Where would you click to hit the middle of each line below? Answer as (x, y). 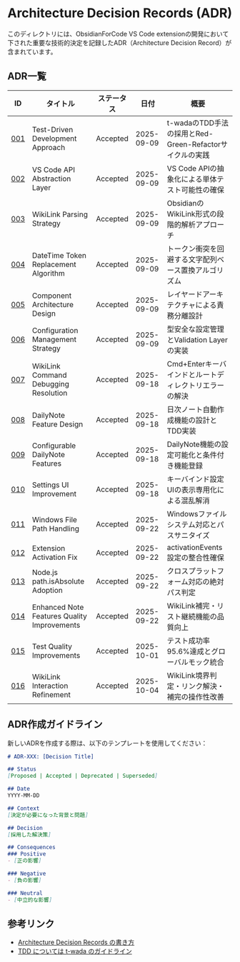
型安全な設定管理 (196, 329)
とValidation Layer (197, 339)
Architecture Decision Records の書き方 (76, 942)
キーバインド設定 (196, 479)
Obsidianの (185, 203)
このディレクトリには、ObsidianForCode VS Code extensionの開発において (118, 34)
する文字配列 (196, 259)
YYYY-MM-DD (24, 796)
